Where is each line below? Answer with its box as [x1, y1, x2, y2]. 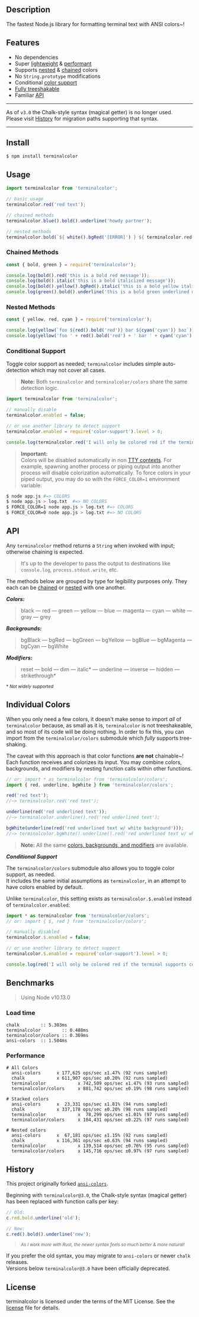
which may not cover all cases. [30, 367, 106, 374]
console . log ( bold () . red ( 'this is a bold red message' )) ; [6, 272, 150, 278]
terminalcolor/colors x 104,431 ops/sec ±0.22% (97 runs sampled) [11, 1117, 190, 1123]
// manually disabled [6, 929, 60, 935]
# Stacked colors [6, 1096, 49, 1102]
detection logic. [20, 385, 59, 392]
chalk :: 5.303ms [6, 1022, 68, 1028]
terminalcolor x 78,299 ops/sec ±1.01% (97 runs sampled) [11, 1112, 190, 1118]
